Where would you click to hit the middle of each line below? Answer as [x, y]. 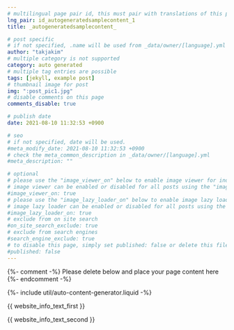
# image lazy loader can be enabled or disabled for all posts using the [117, 206]
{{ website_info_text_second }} [51, 319]
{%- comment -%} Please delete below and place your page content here [113, 272]
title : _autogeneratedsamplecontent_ [62, 26]
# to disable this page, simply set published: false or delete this [110, 245]
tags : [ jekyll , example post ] [51, 78]
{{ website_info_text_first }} [46, 306]
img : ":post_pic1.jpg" [40, 91]
